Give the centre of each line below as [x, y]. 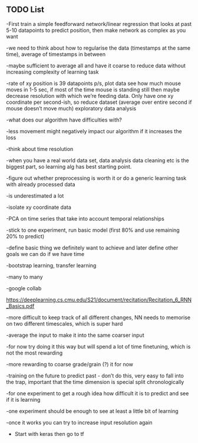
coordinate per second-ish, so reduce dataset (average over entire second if [99, 102]
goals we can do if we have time [45, 254]
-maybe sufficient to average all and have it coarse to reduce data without [96, 65]
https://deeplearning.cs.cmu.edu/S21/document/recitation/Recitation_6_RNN [99, 300]
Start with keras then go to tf [49, 434]
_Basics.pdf [20, 306]
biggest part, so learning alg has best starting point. [69, 166]
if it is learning [23, 399]
